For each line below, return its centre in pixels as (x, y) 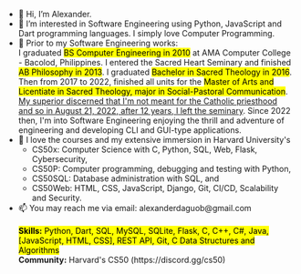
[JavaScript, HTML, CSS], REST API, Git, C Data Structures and (136, 240)
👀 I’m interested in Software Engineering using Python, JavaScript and (150, 24)
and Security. (57, 198)
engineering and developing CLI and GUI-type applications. (130, 130)
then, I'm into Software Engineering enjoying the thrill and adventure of (151, 120)
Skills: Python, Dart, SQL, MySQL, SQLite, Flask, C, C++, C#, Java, (143, 231)
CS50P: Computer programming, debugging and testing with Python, (161, 169)
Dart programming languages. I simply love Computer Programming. (146, 33)
